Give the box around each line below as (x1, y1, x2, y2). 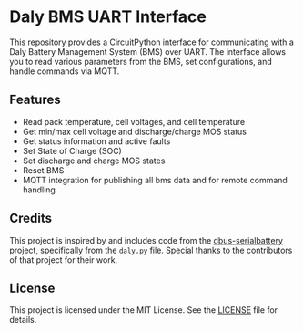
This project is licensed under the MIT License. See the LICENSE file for (9, 305, 278, 316)
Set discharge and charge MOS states (22, 155, 166, 166)
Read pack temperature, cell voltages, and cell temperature (22, 116, 246, 127)
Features (9, 92, 61, 108)
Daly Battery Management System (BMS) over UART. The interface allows (9, 46, 287, 57)
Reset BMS (22, 164, 65, 175)
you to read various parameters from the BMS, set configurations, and (9, 56, 273, 67)
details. (9, 315, 37, 326)
